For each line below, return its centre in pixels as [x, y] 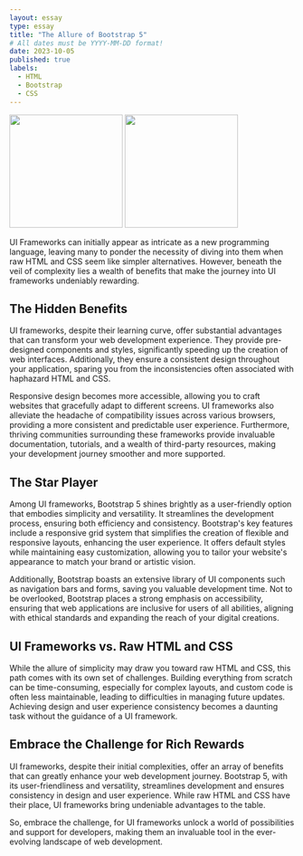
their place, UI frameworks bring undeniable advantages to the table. [137, 804]
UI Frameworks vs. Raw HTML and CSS [121, 647]
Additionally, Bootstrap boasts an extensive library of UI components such [147, 579]
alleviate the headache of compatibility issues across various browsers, [142, 415]
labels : [24, 69]
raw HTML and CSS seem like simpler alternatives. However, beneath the [146, 261]
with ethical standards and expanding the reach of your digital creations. [145, 618]
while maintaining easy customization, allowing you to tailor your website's [148, 552]
